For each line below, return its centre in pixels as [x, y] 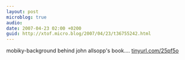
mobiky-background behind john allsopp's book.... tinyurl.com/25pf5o [92, 50]
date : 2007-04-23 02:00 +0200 [44, 28]
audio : [14, 23]
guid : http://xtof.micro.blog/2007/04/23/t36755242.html [79, 34]
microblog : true [26, 17]
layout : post [22, 12]
